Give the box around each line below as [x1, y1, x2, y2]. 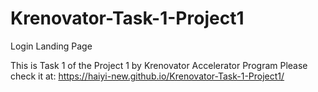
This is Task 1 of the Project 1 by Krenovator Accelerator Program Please [10, 59, 308, 71]
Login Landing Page [10, 40, 93, 52]
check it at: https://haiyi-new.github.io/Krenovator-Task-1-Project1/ [10, 70, 285, 82]
